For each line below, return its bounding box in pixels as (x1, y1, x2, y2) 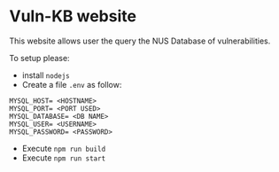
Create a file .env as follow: (21, 79, 122, 90)
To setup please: (9, 52, 70, 63)
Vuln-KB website (9, 6, 137, 27)
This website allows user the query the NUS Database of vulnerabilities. (9, 35, 271, 46)
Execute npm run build (21, 143, 106, 153)
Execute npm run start (21, 152, 106, 163)
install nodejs (21, 69, 71, 81)
